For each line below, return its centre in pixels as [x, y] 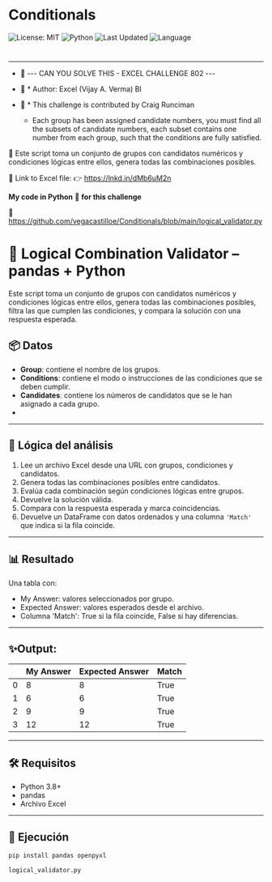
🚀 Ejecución [39, 837]
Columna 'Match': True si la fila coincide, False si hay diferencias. [129, 616]
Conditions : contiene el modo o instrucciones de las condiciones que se [141, 377]
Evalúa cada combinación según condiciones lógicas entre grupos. [132, 491]
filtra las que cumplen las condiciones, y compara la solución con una [125, 311]
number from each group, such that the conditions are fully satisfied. [147, 138]
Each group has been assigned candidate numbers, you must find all [147, 121]
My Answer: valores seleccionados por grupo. [97, 599]
